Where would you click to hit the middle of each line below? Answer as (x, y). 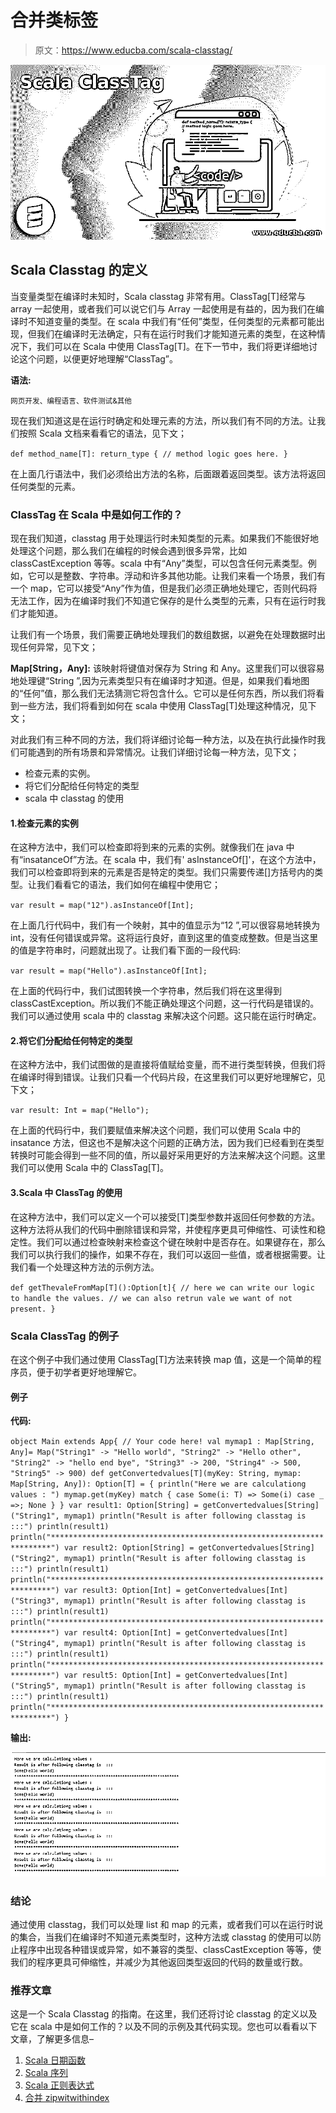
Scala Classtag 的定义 (79, 270)
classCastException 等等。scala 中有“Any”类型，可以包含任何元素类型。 (159, 563)
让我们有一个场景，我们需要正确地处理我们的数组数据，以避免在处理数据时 (163, 635)
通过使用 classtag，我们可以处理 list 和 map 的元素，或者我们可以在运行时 (162, 1925)
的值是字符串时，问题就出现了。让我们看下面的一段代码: (126, 950)
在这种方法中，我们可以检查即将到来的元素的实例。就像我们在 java (147, 847)
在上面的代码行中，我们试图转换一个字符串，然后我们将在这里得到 (146, 991)
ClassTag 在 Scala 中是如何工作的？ (96, 514)
